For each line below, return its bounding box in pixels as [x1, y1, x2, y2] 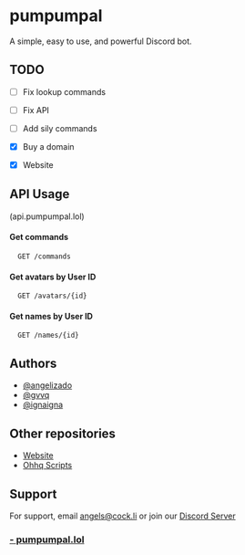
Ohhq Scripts [22, 460, 73, 471]
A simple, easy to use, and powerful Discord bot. [9, 36, 193, 47]
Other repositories [9, 425, 117, 441]
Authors [9, 355, 57, 371]
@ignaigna [22, 399, 64, 411]
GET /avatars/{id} [17, 291, 88, 301]
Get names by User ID [9, 310, 94, 321]
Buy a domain [22, 141, 75, 152]
